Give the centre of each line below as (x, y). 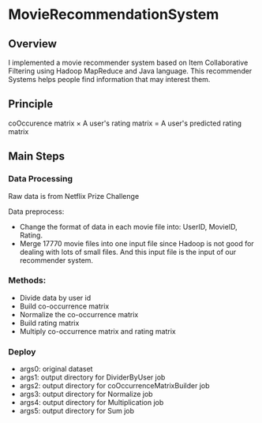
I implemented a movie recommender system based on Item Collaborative (128, 62)
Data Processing (41, 179)
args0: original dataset (56, 369)
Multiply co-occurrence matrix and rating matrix (97, 331)
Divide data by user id (55, 298)
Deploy (22, 351)
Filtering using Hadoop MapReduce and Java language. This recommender (130, 71)
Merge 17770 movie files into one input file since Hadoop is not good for (137, 243)
